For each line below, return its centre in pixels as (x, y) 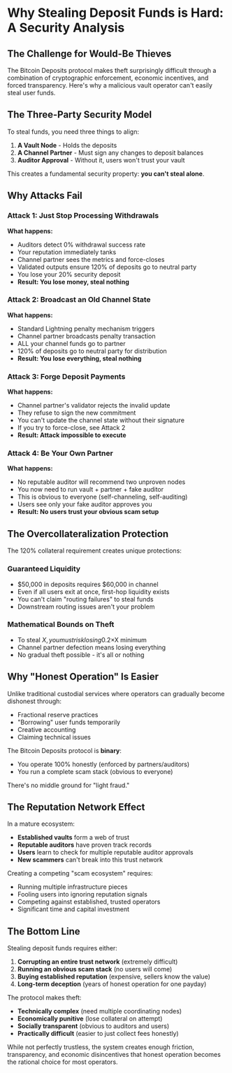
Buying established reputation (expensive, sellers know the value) (114, 977)
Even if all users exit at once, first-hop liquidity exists (93, 591)
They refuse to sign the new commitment (77, 413)
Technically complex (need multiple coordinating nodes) (100, 1011)
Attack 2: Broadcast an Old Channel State (79, 300)
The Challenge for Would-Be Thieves (89, 54)
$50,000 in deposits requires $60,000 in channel (88, 584)
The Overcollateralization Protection (88, 534)
